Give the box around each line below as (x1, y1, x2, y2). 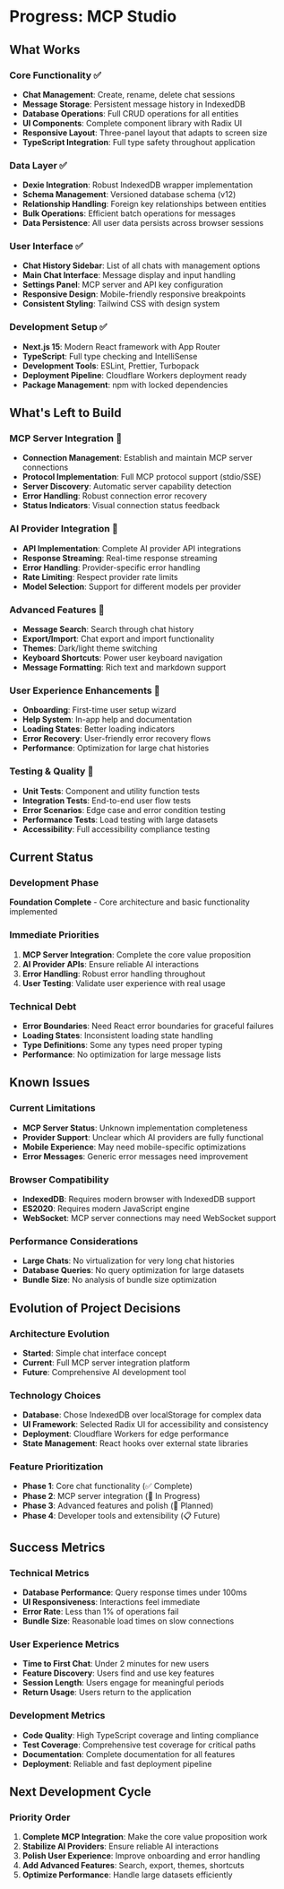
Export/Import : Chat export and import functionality (22, 634, 215, 645)
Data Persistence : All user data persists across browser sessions (22, 218, 264, 229)
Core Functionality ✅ (9, 69, 101, 82)
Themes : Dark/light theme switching (22, 643, 159, 654)
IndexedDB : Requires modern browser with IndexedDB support (22, 1193, 256, 1204)
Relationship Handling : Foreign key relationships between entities (22, 199, 267, 210)
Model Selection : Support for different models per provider (22, 581, 242, 592)
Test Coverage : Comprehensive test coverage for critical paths (22, 1739, 256, 1750)
